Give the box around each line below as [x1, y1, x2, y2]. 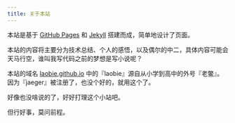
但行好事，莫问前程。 [7, 108, 69, 116]
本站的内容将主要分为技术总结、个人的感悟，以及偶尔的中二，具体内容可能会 [7, 45, 229, 53]
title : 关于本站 [7, 10, 51, 18]
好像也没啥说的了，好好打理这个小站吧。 [7, 93, 124, 101]
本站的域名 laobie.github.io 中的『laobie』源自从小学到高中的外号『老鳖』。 [7, 69, 223, 77]
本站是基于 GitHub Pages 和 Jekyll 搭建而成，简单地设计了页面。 [7, 30, 194, 39]
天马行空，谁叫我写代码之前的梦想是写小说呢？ [7, 54, 142, 63]
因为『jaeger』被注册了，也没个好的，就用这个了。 [7, 78, 155, 86]
